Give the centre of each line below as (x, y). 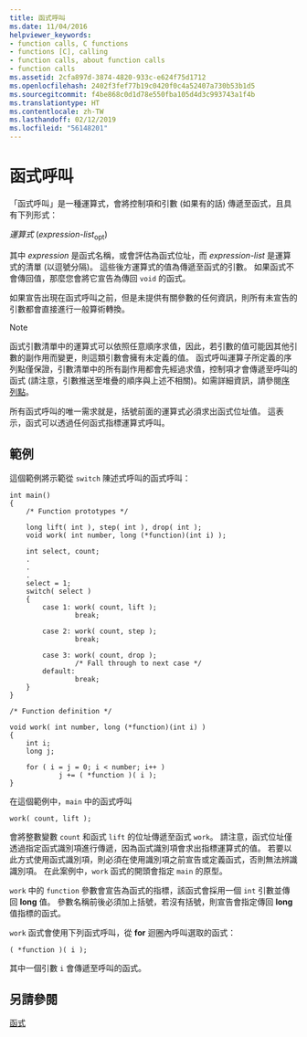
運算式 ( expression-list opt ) (58, 235)
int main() (30, 495)
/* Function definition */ (61, 711)
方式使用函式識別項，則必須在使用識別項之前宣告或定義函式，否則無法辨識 (157, 859)
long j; (40, 751)
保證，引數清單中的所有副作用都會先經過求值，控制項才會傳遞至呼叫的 (165, 369)
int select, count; (63, 551)
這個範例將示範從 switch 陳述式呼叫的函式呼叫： (100, 478)
